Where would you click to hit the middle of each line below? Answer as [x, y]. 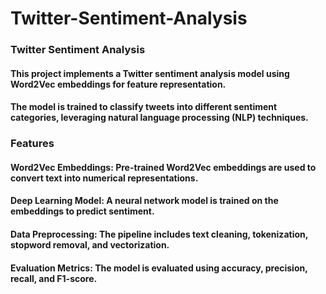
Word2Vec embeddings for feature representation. [118, 84]
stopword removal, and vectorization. [90, 245]
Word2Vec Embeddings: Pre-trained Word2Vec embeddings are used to [163, 167]
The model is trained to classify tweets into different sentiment [144, 107]
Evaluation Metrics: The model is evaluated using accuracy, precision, [159, 268]
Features [32, 144]
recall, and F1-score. [54, 278]
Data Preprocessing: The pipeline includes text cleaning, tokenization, [159, 234]
